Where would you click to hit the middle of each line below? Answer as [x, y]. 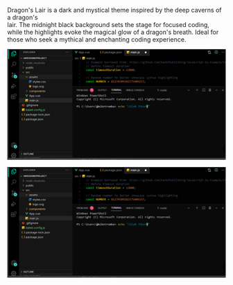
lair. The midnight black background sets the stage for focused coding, [109, 25]
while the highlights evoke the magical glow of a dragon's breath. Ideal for [113, 32]
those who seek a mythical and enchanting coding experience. [97, 40]
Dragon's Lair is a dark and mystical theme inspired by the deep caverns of [114, 10]
